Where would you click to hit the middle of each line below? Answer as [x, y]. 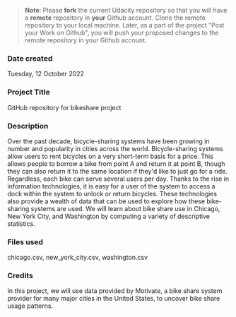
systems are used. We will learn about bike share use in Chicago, [125, 208]
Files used [25, 241]
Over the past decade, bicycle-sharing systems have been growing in [108, 141]
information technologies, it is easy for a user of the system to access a [111, 186]
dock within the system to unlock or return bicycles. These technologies [112, 193]
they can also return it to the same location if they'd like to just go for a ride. [117, 171]
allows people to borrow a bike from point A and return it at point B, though [116, 163]
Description [28, 126]
